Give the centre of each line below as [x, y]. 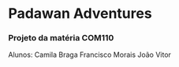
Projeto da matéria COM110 [61, 38]
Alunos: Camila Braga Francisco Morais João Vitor [90, 55]
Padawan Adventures [80, 14]
